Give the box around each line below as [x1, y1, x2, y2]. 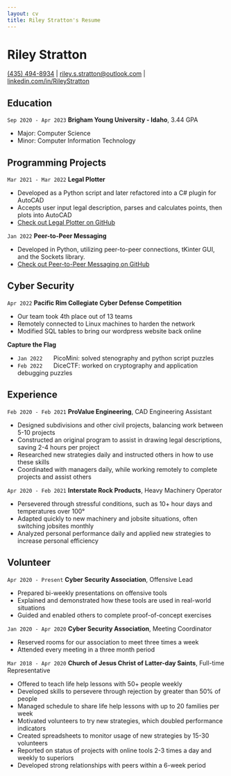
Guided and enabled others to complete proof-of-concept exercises [17, 610, 212, 619]
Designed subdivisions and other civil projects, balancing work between [17, 420, 223, 429]
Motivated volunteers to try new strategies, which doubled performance [17, 716, 223, 724]
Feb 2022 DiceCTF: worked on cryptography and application [17, 361, 198, 370]
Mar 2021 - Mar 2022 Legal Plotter [7, 175, 105, 184]
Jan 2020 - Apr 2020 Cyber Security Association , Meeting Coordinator [7, 624, 212, 633]
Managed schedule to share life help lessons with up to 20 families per [17, 702, 220, 710]
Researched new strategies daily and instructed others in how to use [17, 450, 214, 459]
